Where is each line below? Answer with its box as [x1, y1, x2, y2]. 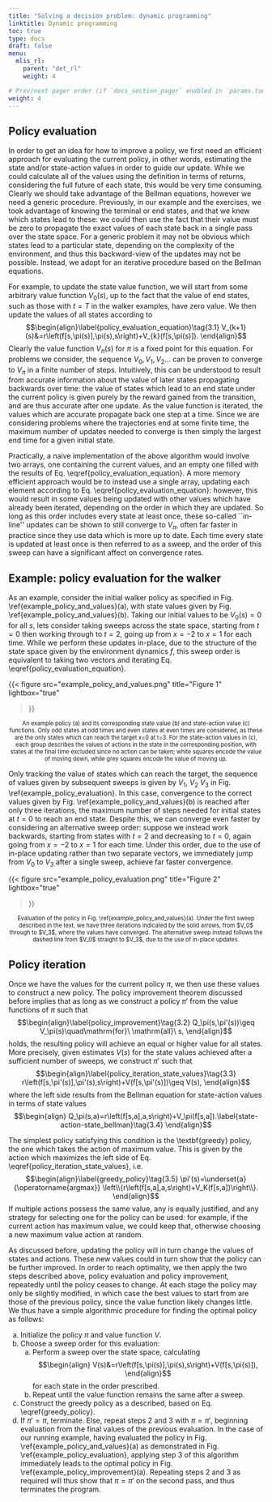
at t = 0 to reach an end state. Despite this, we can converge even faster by [8, 813, 261, 823]
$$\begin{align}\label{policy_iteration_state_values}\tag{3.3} [35, 1069, 237, 1078]
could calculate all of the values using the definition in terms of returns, [8, 172, 246, 181]
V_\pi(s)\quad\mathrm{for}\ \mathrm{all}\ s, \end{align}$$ [39, 1026, 233, 1036]
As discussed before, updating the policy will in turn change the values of [8, 1245, 253, 1256]
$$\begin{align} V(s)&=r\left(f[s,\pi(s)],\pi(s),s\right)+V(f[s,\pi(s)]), [37, 1360, 258, 1370]
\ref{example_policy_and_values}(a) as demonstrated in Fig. [19, 1441, 220, 1451]
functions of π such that [8, 1005, 88, 1015]
